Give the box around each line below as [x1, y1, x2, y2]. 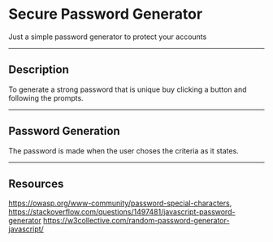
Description [8, 63, 69, 77]
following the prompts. [8, 93, 84, 102]
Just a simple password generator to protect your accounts [8, 32, 207, 41]
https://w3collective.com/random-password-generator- [43, 216, 230, 226]
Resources [8, 176, 64, 191]
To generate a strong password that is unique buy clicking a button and [8, 84, 247, 94]
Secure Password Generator [8, 5, 203, 24]
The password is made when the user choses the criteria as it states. [8, 145, 240, 155]
